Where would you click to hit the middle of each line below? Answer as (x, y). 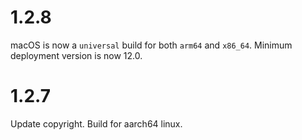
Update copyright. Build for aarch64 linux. (96, 123)
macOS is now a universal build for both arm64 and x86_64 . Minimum (151, 45)
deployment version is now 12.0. (76, 55)
